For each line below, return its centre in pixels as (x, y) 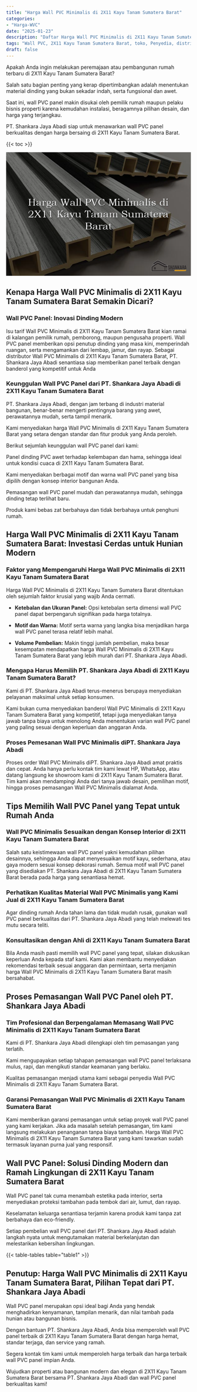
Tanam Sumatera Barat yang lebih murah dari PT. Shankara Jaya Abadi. (101, 655)
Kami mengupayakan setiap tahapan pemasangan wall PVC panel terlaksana (98, 1060)
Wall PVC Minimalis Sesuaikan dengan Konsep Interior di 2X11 (96, 832)
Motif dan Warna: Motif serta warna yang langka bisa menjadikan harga (102, 625)
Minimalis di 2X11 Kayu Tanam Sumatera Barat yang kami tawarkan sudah (95, 1138)
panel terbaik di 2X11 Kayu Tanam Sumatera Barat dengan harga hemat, (92, 1336)
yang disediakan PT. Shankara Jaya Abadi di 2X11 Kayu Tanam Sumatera (94, 871)
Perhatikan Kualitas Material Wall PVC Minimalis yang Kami (92, 893)
